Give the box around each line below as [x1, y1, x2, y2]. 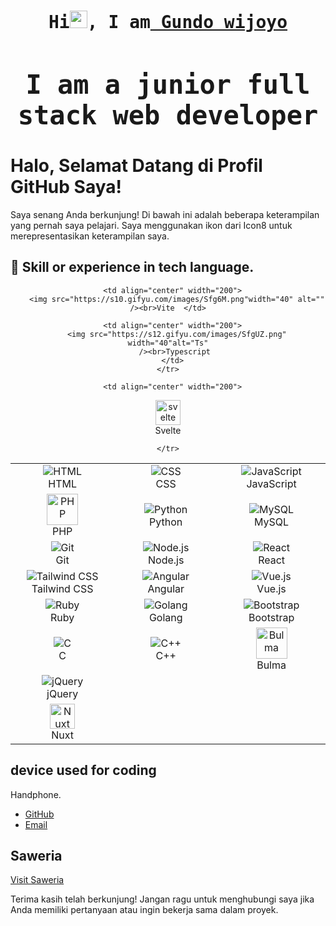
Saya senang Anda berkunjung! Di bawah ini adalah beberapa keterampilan [10, 208, 320, 220]
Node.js [148, 553, 185, 567]
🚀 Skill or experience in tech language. [10, 259, 255, 276]
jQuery [46, 686, 79, 700]
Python [149, 515, 183, 529]
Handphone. [10, 788, 62, 800]
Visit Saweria [10, 874, 65, 886]
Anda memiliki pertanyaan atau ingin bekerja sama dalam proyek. [10, 904, 279, 916]
